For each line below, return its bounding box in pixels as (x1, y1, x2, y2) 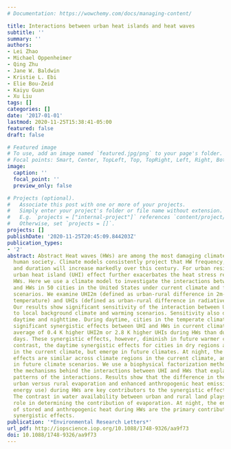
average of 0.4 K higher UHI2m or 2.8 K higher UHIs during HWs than (13, 329, 217, 336)
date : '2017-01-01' (7, 112, 63, 119)
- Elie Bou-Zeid (7, 80, 54, 87)
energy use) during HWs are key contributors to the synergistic (13, 386, 205, 393)
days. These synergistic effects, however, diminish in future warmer (13, 335, 220, 342)
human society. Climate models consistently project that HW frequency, (13, 259, 226, 266)
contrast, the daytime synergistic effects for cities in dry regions (13, 342, 220, 348)
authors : (7, 42, 32, 49)
